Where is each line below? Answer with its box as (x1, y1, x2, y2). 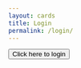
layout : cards (8, 11, 56, 20)
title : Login (8, 19, 52, 27)
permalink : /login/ (8, 26, 74, 34)
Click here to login (12, 50, 66, 58)
